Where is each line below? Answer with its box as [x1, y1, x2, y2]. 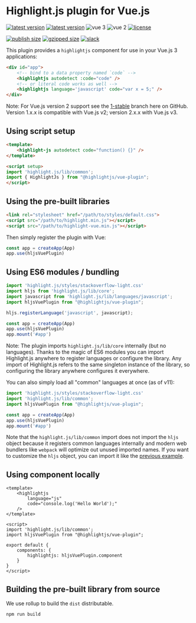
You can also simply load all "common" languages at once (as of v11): [6, 379, 175, 386]
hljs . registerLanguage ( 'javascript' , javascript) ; [6, 309, 133, 316]
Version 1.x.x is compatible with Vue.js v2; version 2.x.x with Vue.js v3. [6, 109, 178, 116]
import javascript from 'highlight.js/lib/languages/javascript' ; [6, 293, 173, 299]
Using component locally [6, 469, 100, 480]
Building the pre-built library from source [6, 584, 161, 594]
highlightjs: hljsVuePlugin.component [27, 553, 123, 559]
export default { [6, 543, 49, 548]
